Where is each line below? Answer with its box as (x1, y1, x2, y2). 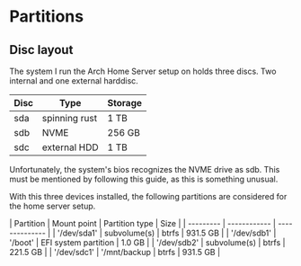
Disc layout (9, 42, 74, 58)
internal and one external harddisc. (9, 75, 139, 86)
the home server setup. (9, 200, 96, 211)
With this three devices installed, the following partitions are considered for (9, 191, 288, 201)
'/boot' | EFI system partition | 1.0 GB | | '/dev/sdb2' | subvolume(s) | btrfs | (9, 237, 286, 248)
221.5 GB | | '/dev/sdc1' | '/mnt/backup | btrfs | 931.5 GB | (9, 247, 221, 257)
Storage (107, 97, 142, 109)
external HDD (41, 141, 99, 154)
